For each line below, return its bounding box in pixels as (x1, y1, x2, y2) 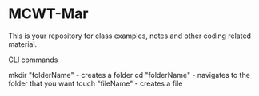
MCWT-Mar (8, 5, 89, 23)
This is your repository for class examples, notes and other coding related (8, 31, 252, 40)
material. (8, 39, 38, 48)
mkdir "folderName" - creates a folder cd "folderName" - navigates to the (8, 70, 250, 79)
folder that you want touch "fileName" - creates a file (8, 79, 183, 88)
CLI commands (8, 55, 58, 64)
